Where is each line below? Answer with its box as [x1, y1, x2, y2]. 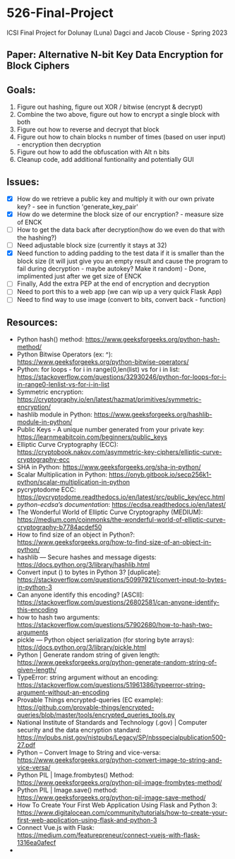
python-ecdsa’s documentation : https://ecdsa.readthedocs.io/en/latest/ [16, 501, 227, 509]
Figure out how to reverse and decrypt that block [16, 125, 159, 134]
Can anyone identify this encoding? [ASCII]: [16, 590, 144, 599]
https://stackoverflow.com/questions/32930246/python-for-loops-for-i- [16, 373, 227, 381]
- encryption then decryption [16, 140, 102, 149]
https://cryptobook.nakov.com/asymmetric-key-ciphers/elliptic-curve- [16, 448, 222, 457]
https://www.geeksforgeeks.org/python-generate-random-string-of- [16, 658, 217, 667]
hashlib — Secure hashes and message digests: [16, 553, 157, 561]
